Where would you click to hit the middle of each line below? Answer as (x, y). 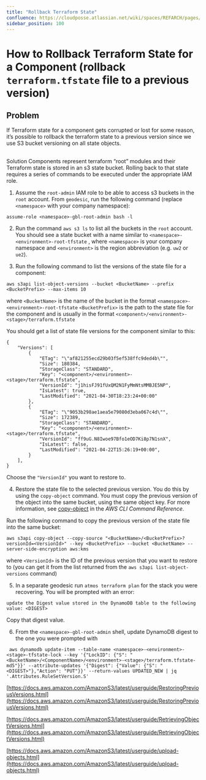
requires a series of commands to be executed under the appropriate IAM (99, 174)
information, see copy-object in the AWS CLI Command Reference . (100, 508)
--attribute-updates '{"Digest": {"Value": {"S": (93, 666)
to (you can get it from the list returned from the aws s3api (80, 567)
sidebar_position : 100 (35, 23)
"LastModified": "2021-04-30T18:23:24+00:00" (98, 396)
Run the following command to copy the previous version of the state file (98, 520)
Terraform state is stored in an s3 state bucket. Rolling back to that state (97, 168)
